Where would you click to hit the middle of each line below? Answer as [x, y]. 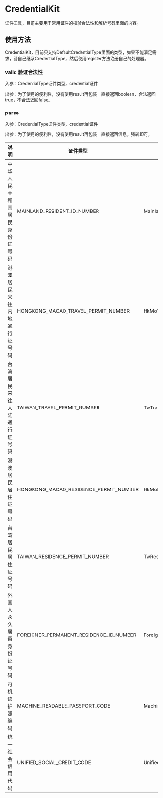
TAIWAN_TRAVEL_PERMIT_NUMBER [58, 407]
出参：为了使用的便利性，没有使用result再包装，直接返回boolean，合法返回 [81, 94]
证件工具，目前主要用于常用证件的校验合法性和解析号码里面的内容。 [73, 23]
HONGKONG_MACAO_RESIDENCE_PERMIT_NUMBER [78, 489]
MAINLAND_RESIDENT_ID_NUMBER [58, 211]
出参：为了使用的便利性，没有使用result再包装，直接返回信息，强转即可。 [79, 134]
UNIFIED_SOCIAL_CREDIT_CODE [54, 763]
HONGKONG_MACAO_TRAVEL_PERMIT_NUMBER [73, 311]
